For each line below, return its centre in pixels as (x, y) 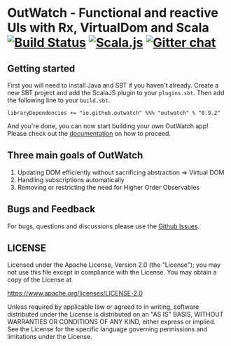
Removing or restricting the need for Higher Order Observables (108, 187)
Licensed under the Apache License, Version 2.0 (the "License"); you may (114, 265)
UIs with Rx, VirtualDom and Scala (108, 28)
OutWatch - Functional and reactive (113, 13)
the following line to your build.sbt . (59, 100)
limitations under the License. (50, 337)
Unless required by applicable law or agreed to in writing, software (103, 307)
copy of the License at (40, 280)
